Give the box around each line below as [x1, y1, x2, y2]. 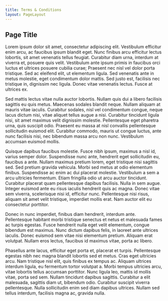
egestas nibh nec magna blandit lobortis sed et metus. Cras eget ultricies [5, 253, 156, 259]
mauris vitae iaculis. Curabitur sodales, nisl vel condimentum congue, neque [5, 107, 163, 113]
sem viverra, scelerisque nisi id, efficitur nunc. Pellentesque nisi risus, [5, 191, 149, 197]
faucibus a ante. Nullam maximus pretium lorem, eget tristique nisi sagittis [5, 159, 158, 165]
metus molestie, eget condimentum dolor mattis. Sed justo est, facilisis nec [5, 76, 160, 82]
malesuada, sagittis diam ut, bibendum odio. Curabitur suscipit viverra [5, 279, 150, 285]
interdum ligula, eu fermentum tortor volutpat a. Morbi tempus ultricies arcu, [5, 263, 162, 269]
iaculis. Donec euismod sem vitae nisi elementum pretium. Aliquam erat [5, 232, 153, 238]
